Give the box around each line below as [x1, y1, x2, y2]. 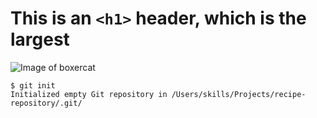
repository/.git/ [10, 98, 83, 108]
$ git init [10, 80, 56, 91]
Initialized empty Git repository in [10, 89, 168, 99]
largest [10, 28, 70, 51]
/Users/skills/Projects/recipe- [171, 89, 307, 99]
